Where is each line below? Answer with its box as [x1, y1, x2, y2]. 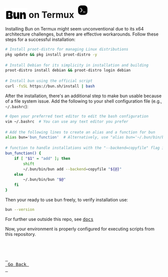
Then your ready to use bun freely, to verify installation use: [5, 197, 128, 203]
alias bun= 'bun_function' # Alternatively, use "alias [5, 135, 124, 140]
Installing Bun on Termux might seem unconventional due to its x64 [5, 26, 144, 32]
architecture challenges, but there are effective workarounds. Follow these [5, 31, 159, 37]
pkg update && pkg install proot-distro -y [5, 52, 97, 57]
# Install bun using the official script [5, 79, 93, 84]
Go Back [7, 261, 26, 267]
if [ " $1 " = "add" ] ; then [14, 156, 70, 161]
